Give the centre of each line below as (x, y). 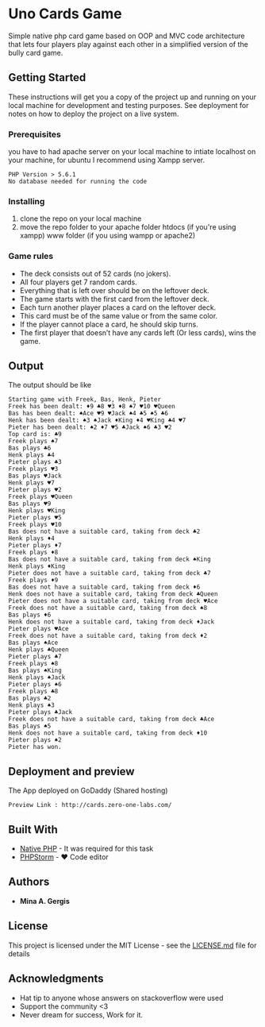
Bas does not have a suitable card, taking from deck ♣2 (104, 532)
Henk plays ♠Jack (37, 678)
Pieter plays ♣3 (35, 462)
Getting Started (47, 77)
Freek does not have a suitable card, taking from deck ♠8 (108, 608)
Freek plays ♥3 (33, 469)
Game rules (31, 257)
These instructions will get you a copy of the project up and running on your (132, 97)
